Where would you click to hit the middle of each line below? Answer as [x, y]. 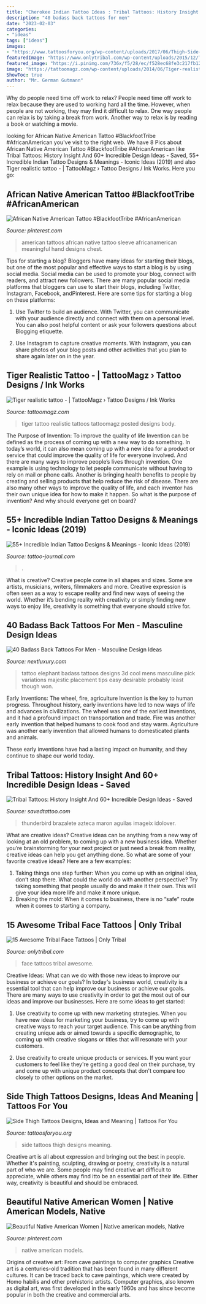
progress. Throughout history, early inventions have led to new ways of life [101, 705]
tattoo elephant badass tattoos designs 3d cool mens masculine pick [108, 673]
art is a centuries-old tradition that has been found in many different [92, 1268]
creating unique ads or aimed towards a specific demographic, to [98, 1033]
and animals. [22, 737]
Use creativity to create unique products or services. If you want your [103, 1058]
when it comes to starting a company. [63, 906]
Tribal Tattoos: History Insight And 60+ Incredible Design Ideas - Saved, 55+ [103, 155]
